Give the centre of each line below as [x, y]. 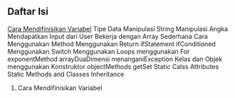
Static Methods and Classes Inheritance [66, 74]
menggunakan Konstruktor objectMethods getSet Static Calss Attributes [113, 66]
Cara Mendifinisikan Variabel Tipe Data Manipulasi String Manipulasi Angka [118, 28]
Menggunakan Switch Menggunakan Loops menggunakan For [99, 51]
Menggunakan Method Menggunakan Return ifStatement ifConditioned [111, 44]
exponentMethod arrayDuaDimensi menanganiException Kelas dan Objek [115, 59]
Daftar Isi [28, 12]
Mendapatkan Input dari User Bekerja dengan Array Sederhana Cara [108, 36]
